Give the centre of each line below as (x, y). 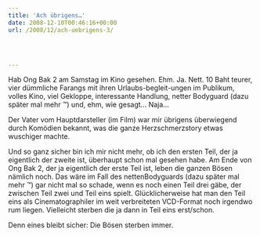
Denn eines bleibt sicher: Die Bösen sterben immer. (91, 225)
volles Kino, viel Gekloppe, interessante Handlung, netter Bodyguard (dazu (128, 96)
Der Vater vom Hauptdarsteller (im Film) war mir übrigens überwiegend (123, 120)
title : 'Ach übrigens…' (47, 15)
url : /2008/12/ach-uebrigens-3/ (61, 30)
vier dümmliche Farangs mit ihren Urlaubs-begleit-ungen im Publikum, (121, 88)
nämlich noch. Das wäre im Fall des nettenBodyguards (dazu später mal (124, 176)
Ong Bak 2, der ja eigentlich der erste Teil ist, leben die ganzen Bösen (120, 169)
